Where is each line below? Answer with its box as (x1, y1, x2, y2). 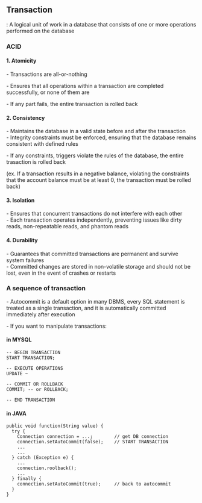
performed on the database (6, 27, 75, 34)
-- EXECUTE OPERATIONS (6, 366, 63, 372)
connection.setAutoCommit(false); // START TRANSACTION (17, 439, 169, 445)
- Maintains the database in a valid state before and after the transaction (6, 128, 186, 135)
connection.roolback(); (17, 465, 77, 472)
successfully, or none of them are (6, 89, 90, 96)
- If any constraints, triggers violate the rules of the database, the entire (6, 152, 184, 159)
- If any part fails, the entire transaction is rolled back (6, 100, 138, 107)
